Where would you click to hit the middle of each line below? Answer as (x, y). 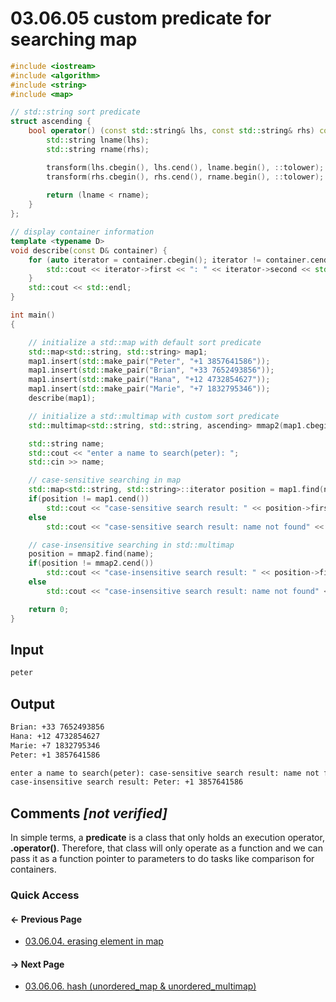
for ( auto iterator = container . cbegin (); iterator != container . (169, 260)
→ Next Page (37, 964)
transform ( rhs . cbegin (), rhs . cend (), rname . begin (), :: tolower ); (185, 177)
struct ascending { (51, 122)
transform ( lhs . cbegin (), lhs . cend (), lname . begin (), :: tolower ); (185, 167)
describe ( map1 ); (62, 398)
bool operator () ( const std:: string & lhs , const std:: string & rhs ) (171, 131)
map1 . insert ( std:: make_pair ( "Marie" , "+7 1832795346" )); (149, 389)
